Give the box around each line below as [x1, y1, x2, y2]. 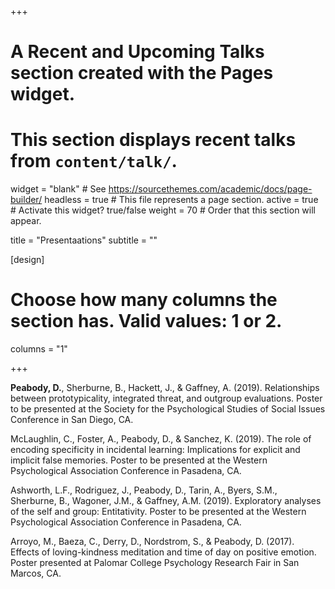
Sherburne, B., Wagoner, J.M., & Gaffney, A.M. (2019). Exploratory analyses [10, 495, 322, 507]
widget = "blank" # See [10, 183, 107, 195]
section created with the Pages [10, 62, 274, 85]
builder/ [10, 194, 43, 206]
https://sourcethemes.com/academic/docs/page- [108, 183, 313, 195]
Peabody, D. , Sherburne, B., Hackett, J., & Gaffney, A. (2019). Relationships [10, 382, 320, 394]
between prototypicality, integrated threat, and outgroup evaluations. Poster [10, 392, 323, 405]
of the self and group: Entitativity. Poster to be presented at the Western [10, 506, 307, 518]
